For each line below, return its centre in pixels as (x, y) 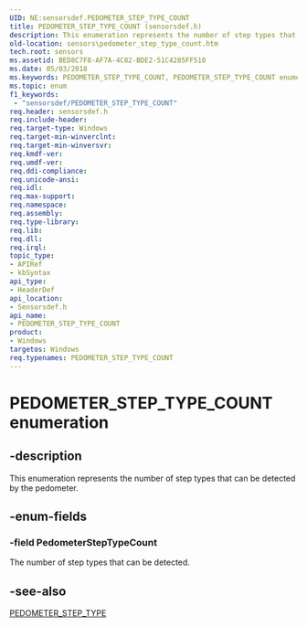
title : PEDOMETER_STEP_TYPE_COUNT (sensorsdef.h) (106, 27)
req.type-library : (44, 222)
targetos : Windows (44, 349)
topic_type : (32, 256)
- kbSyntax (30, 273)
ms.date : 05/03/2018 (49, 69)
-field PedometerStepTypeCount (84, 542)
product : (26, 333)
